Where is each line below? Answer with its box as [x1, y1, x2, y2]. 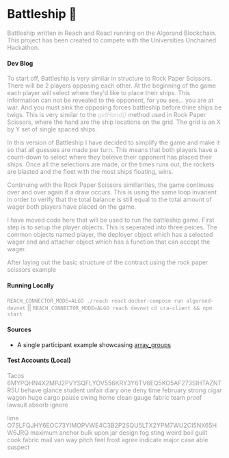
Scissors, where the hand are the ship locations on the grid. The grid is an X [7, 118, 221, 126]
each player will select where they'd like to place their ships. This [7, 89, 190, 97]
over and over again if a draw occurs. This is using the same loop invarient [7, 188, 217, 196]
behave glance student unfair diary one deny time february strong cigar [20, 386, 222, 394]
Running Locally [7, 281, 55, 290]
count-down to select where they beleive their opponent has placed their [7, 153, 213, 162]
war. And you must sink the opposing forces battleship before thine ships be [7, 103, 222, 112]
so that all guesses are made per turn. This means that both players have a [7, 146, 217, 154]
